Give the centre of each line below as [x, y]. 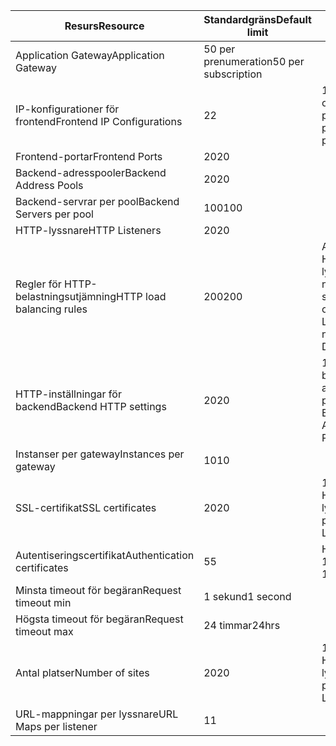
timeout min [43, 602]
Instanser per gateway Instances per [100, 454]
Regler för [38, 284]
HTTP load [141, 296]
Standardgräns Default [257, 19]
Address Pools [49, 185]
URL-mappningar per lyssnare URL [97, 714]
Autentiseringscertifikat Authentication [105, 555]
